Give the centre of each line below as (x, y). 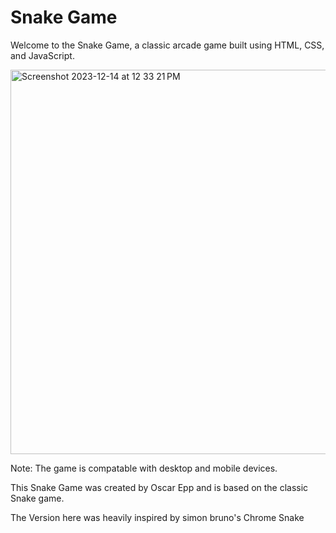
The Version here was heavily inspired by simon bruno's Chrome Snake (157, 517)
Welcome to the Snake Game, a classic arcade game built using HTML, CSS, (167, 45)
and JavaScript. (42, 55)
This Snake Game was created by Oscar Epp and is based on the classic (159, 487)
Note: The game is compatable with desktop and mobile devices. (144, 468)
